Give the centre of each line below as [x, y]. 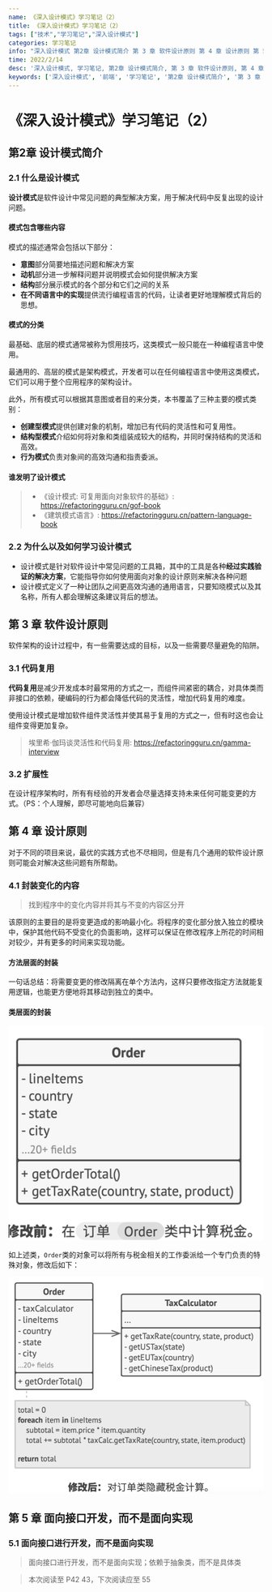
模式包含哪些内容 [37, 228]
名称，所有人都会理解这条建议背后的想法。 [91, 597]
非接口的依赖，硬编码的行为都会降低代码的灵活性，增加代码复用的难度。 [129, 698]
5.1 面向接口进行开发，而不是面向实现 [81, 1543]
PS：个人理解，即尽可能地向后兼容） [87, 803]
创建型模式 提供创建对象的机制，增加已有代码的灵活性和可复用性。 [130, 426]
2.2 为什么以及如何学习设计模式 [70, 547]
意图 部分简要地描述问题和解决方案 [77, 264]
